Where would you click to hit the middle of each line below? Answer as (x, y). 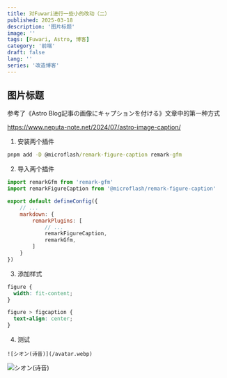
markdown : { (37, 214)
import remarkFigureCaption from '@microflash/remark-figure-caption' (112, 189)
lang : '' (20, 59)
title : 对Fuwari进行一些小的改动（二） (58, 14)
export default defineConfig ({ (53, 202)
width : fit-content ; (43, 293)
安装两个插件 (36, 142)
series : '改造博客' (33, 65)
